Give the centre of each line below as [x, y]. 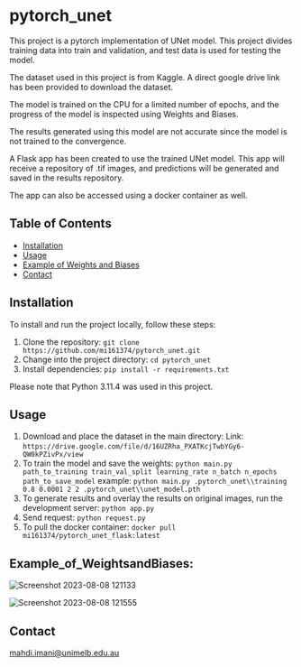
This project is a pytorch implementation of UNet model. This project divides [151, 41]
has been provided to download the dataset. [91, 87]
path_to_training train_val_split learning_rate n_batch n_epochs [150, 472]
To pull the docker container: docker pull [99, 527]
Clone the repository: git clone [81, 342]
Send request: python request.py [84, 518]
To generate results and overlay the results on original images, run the [152, 498]
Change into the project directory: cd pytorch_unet [117, 359]
